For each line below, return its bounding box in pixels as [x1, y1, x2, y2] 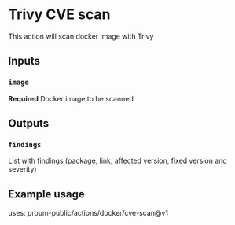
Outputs [8, 116, 50, 131]
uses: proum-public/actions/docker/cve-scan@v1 [8, 208, 169, 218]
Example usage [8, 187, 85, 201]
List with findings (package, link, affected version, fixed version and [8, 156, 228, 166]
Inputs [8, 54, 41, 68]
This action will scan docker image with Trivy [8, 31, 154, 41]
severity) [8, 164, 37, 174]
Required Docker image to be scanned [8, 94, 134, 103]
